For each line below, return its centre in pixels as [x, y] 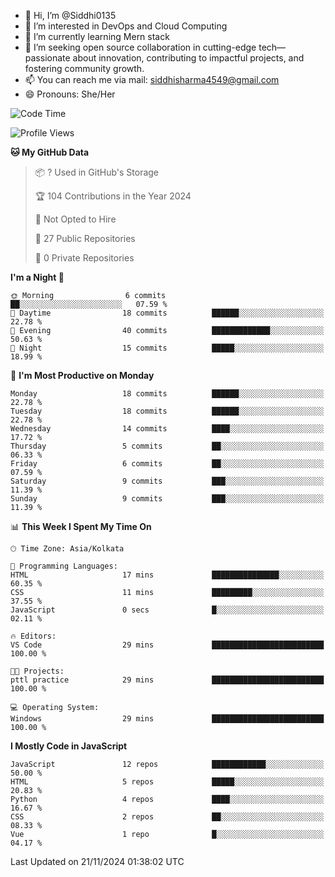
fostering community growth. [84, 68]
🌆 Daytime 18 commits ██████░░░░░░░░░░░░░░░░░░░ [167, 313]
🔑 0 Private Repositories [84, 258]
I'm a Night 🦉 [37, 277]
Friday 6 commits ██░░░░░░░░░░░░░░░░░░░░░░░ [167, 464]
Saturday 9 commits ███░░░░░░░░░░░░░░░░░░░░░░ [167, 481]
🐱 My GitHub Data [50, 152]
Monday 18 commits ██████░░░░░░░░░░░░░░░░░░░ [167, 394]
